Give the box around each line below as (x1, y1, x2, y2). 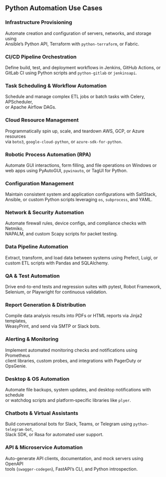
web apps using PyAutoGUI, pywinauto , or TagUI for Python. (5, 167, 128, 173)
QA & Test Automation (5, 272, 60, 279)
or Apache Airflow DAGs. (5, 104, 56, 110)
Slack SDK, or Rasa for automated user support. (5, 432, 104, 438)
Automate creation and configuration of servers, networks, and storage (5, 30, 152, 36)
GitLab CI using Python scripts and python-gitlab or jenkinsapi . (5, 70, 137, 76)
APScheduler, (5, 99, 33, 105)
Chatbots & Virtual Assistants (5, 409, 79, 416)
